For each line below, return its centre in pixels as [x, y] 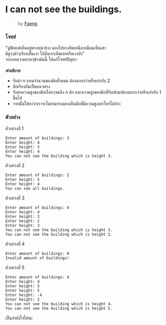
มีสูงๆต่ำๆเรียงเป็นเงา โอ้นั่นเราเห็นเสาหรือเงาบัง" [45, 54]
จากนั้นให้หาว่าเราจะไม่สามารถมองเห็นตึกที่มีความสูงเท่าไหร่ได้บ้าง [66, 104]
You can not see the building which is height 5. [59, 308]
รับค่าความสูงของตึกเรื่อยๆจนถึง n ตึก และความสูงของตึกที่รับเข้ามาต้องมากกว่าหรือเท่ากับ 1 [87, 92]
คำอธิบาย [13, 70]
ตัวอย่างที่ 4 [15, 244]
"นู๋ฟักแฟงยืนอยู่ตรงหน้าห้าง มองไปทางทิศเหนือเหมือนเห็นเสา [56, 48]
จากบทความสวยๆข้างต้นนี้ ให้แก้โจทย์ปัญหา [41, 59]
